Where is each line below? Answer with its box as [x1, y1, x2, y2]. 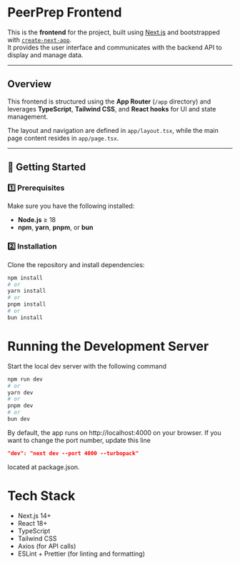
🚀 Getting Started [7, 161, 86, 174]
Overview [7, 78, 52, 90]
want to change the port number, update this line [7, 436, 151, 444]
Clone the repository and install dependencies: [7, 260, 145, 269]
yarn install [7, 287, 46, 295]
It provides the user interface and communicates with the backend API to [7, 43, 223, 51]
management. [7, 112, 49, 121]
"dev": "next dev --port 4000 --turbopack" [7, 449, 139, 457]
